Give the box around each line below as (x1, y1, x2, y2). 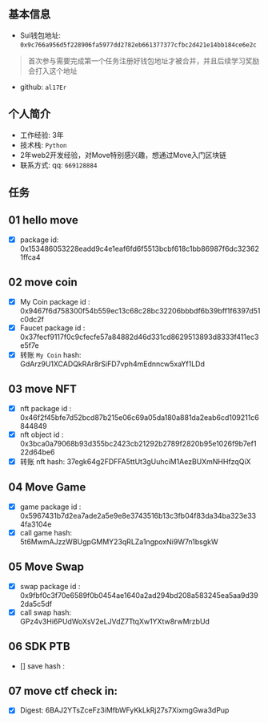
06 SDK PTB (8, 640, 70, 653)
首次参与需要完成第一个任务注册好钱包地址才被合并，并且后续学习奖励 (27, 55, 260, 66)
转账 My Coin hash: (19, 349, 82, 359)
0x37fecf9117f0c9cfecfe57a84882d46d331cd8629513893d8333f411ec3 (19, 332, 259, 341)
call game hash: (19, 527, 73, 537)
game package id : (19, 502, 82, 511)
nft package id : (19, 403, 72, 413)
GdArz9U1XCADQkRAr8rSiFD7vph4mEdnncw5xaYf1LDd (19, 359, 206, 369)
